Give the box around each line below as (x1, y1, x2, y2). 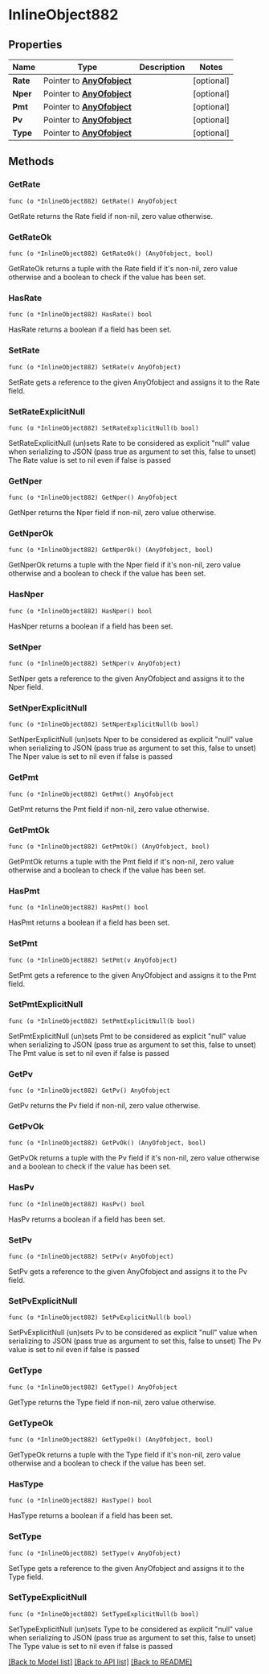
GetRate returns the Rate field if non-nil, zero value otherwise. (8, 211, 214, 221)
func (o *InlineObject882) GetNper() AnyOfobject (8, 493, 178, 502)
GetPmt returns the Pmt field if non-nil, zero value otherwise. (8, 804, 210, 814)
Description (139, 62, 185, 72)
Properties (8, 38, 63, 52)
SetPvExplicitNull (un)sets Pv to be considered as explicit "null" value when (8, 1328, 258, 1338)
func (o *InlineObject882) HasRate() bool (8, 311, 153, 319)
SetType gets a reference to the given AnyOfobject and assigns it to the (8, 1563, 245, 1573)
